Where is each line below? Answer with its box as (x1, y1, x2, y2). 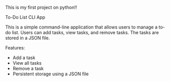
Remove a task (12, 66, 44, 71)
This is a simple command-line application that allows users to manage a (5, 24, 158, 30)
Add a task (12, 54, 36, 61)
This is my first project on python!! (5, 5, 77, 10)
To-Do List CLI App (5, 14, 46, 20)
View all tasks (12, 60, 42, 66)
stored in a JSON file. (5, 35, 50, 41)
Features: (5, 45, 25, 50)
